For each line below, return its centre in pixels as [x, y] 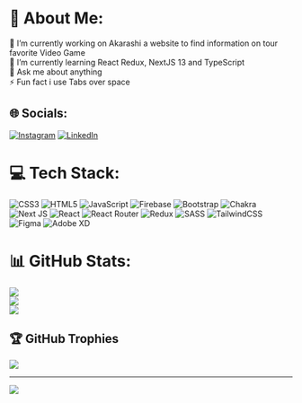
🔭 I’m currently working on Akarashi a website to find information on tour [144, 43]
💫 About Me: [57, 18]
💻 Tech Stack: [65, 173]
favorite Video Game [47, 52]
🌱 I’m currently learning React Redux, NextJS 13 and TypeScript [127, 62]
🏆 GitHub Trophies [64, 339]
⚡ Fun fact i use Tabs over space [70, 82]
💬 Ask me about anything [56, 72]
